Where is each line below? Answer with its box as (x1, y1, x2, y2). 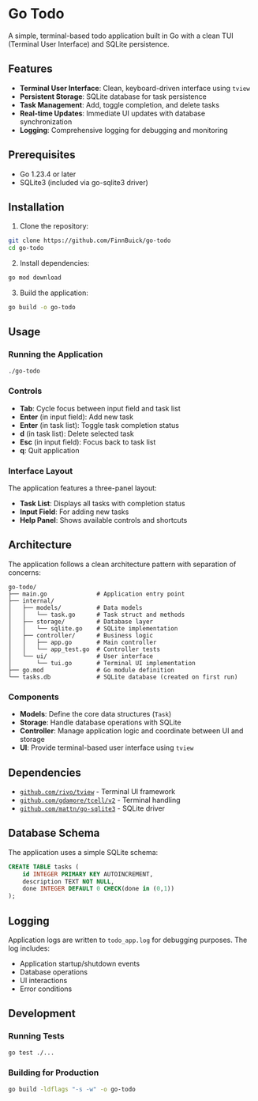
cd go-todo (8, 244, 44, 252)
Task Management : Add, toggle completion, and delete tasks (19, 100, 219, 109)
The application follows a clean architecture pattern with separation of (8, 559, 237, 569)
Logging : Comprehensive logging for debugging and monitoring (19, 125, 229, 134)
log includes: (8, 943, 50, 953)
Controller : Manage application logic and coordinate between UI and (19, 726, 244, 736)
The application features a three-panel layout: (8, 483, 157, 493)
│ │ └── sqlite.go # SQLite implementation (8, 624, 178, 633)
